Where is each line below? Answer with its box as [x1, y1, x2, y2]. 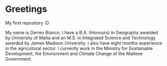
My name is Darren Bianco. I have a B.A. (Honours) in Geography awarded [5, 29, 158, 35]
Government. [5, 56, 32, 62]
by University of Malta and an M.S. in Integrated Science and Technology [5, 35, 156, 41]
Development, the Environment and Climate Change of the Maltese [5, 51, 143, 57]
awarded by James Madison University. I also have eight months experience [5, 40, 162, 46]
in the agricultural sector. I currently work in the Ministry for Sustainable [5, 45, 153, 51]
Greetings [5, 3, 47, 15]
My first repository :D [5, 20, 49, 26]
